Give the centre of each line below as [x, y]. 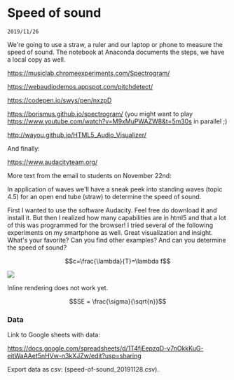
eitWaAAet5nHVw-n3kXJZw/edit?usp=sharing [74, 356]
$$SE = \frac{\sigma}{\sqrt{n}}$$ [118, 301]
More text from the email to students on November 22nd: [89, 175]
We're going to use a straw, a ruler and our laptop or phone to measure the [115, 44]
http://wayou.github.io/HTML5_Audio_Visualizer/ [77, 135]
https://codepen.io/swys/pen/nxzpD [60, 100]
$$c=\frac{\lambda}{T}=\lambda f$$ [118, 261]
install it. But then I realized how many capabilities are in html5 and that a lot [117, 217]
